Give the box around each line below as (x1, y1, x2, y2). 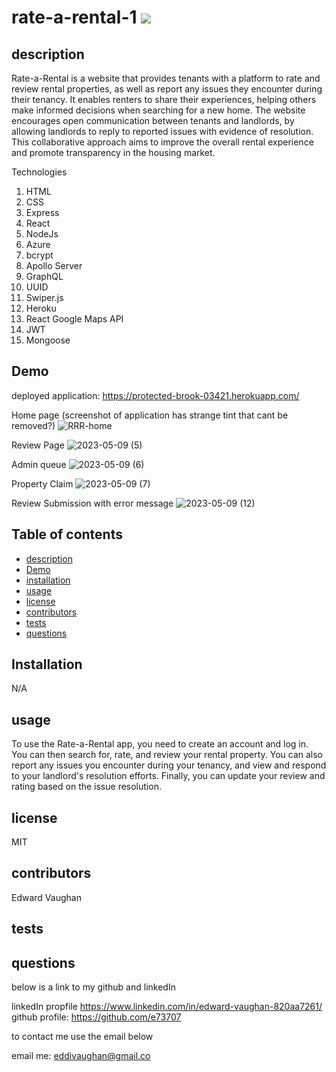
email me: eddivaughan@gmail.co (11, 1050, 151, 1062)
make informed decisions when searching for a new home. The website (11, 104, 306, 116)
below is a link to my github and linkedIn (11, 981, 176, 993)
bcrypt (25, 249, 54, 261)
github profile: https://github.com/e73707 (11, 1011, 182, 1023)
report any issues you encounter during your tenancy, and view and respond (11, 759, 327, 771)
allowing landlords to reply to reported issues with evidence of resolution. (11, 126, 314, 137)
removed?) (11, 419, 56, 431)
